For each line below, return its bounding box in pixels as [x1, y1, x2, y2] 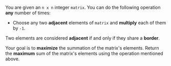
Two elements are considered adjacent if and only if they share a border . [5, 35, 160, 41]
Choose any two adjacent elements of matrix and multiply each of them [12, 20, 166, 26]
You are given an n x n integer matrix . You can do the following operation [5, 5, 161, 10]
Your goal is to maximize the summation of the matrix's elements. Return [5, 45, 160, 51]
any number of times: [5, 10, 51, 16]
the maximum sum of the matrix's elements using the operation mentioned [5, 51, 163, 56]
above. [5, 56, 20, 62]
